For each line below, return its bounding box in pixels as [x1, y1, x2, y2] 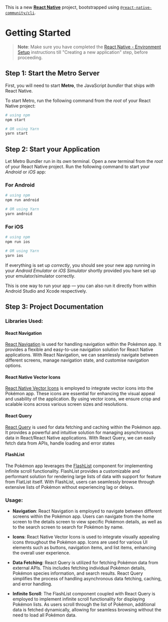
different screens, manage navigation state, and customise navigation [5, 357, 149, 364]
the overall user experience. [12, 550, 71, 556]
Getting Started [5, 27, 71, 39]
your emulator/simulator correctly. [5, 273, 76, 279]
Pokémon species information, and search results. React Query [12, 570, 143, 576]
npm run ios [5, 239, 30, 244]
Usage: [5, 496, 24, 503]
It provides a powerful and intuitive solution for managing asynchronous [5, 429, 154, 435]
